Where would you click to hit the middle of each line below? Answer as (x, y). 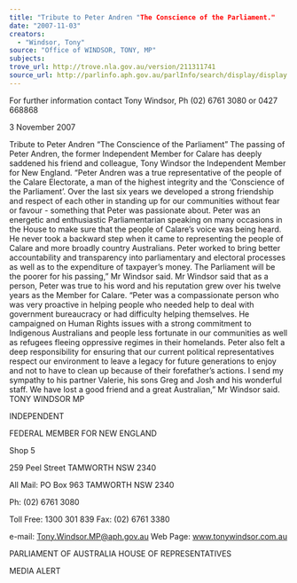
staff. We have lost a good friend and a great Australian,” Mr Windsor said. (145, 389)
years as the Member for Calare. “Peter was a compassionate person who (144, 295)
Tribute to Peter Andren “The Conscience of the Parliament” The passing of (147, 144)
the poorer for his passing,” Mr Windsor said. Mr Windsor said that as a (139, 276)
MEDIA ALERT (35, 571)
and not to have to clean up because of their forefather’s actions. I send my (146, 370)
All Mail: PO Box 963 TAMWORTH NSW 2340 (92, 485)
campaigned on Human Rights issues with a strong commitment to (130, 323)
